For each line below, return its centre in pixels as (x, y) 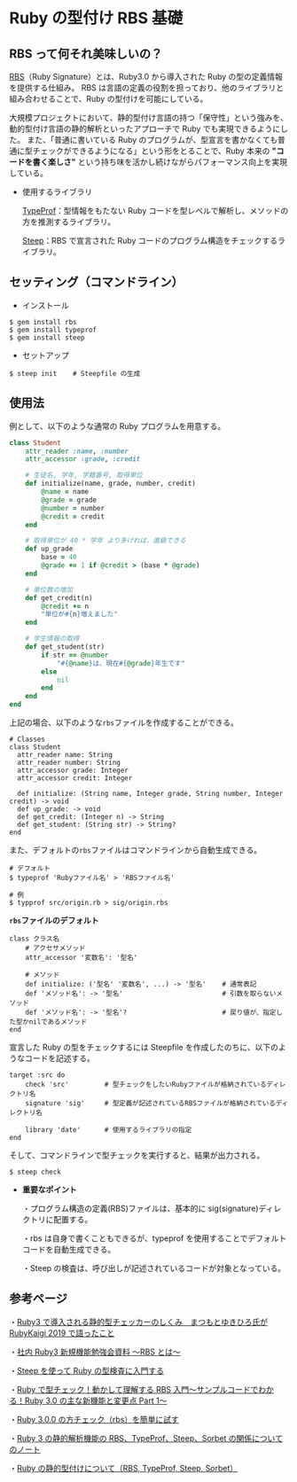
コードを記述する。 (59, 1058)
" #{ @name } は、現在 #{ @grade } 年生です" (121, 663)
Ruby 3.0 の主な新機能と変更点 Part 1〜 (96, 1400)
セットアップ (45, 355)
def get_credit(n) (59, 598)
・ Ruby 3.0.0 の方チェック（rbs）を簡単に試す (94, 1419)
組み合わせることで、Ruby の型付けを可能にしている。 (109, 99)
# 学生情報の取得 (52, 639)
